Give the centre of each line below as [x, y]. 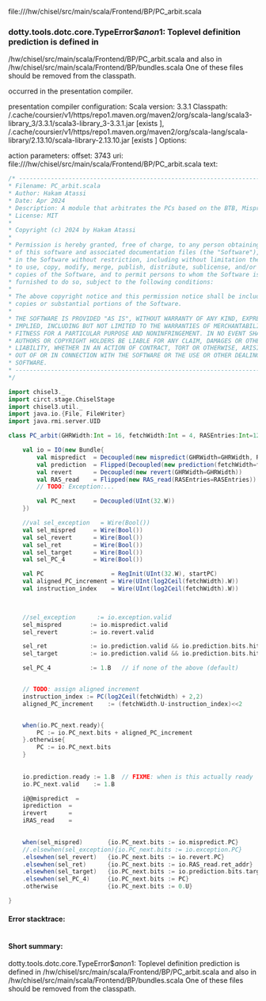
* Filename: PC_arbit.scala [55, 186]
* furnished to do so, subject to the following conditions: [111, 282]
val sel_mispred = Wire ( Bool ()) [83, 530]
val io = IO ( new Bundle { [63, 450]
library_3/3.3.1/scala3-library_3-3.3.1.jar [71, 124]
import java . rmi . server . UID [55, 422]
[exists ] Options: [160, 140]
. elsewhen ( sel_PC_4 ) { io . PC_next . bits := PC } [106, 879]
